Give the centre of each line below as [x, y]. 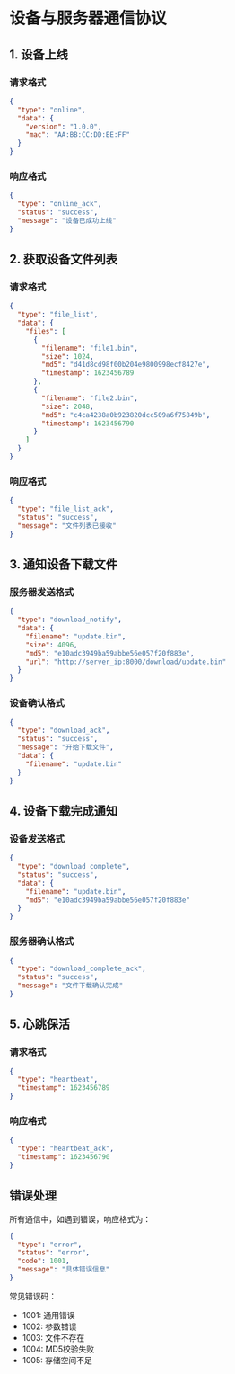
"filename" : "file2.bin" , [90, 398]
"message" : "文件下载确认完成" [70, 986]
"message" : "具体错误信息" [64, 1270]
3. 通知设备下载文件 [64, 564]
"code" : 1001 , [44, 1261]
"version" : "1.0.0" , [64, 127]
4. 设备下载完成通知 [64, 811]
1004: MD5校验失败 [58, 1349]
